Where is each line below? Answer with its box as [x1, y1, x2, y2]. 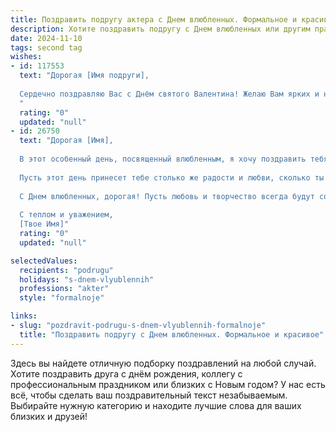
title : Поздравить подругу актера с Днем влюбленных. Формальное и [10, 14, 298, 25]
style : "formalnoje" [19, 293, 105, 303]
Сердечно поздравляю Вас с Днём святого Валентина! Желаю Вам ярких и [19, 89, 320, 99]
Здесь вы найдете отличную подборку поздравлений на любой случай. [10, 357, 317, 369]
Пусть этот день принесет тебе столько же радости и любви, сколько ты [19, 172, 325, 183]
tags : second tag [10, 42, 83, 53]
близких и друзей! [10, 410, 88, 422]
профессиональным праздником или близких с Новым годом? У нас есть [10, 378, 326, 390]
